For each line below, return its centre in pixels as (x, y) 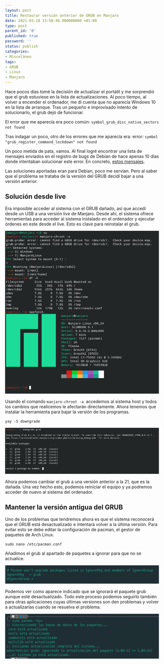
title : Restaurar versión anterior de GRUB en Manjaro (62, 15)
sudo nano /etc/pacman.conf (34, 544)
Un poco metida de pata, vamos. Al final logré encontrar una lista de (74, 151)
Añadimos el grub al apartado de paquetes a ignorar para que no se (73, 553)
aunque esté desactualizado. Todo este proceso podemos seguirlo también (81, 597)
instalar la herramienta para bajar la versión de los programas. (68, 412)
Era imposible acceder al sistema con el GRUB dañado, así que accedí (76, 208)
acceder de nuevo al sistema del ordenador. (49, 492)
